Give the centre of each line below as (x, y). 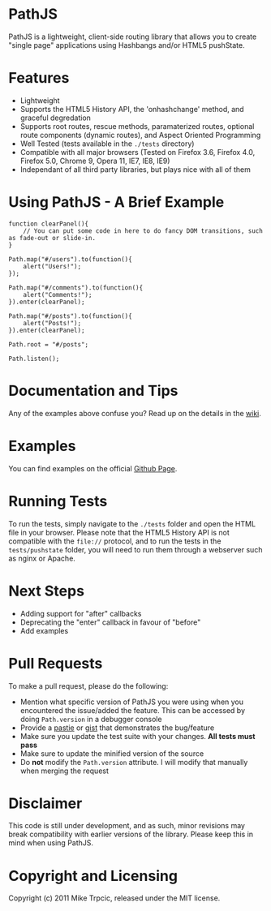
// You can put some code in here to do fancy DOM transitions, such (143, 231)
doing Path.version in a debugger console (91, 719)
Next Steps (47, 591)
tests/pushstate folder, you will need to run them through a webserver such (135, 549)
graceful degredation (56, 118)
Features (39, 78)
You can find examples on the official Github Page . (93, 468)
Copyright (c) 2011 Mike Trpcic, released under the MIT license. (114, 898)
